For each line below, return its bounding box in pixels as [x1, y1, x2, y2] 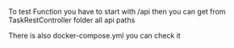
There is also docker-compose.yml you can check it [8, 31, 182, 40]
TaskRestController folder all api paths [8, 15, 136, 25]
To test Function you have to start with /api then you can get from [8, 7, 226, 16]
